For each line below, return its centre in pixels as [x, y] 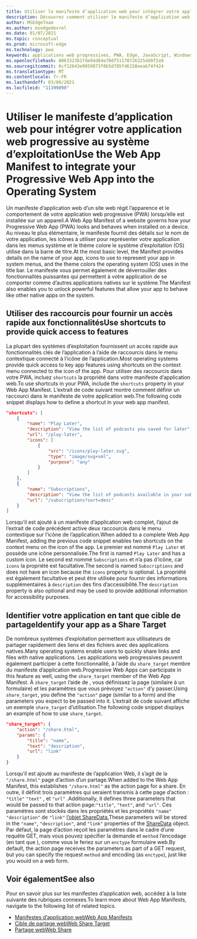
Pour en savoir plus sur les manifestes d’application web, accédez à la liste [96, 893]
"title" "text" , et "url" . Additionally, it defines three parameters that [91, 799]
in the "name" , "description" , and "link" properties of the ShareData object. [98, 823]
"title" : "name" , [48, 740]
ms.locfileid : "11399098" [38, 88]
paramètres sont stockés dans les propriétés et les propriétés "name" [89, 811]
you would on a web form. [38, 861]
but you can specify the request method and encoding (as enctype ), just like [96, 855]
